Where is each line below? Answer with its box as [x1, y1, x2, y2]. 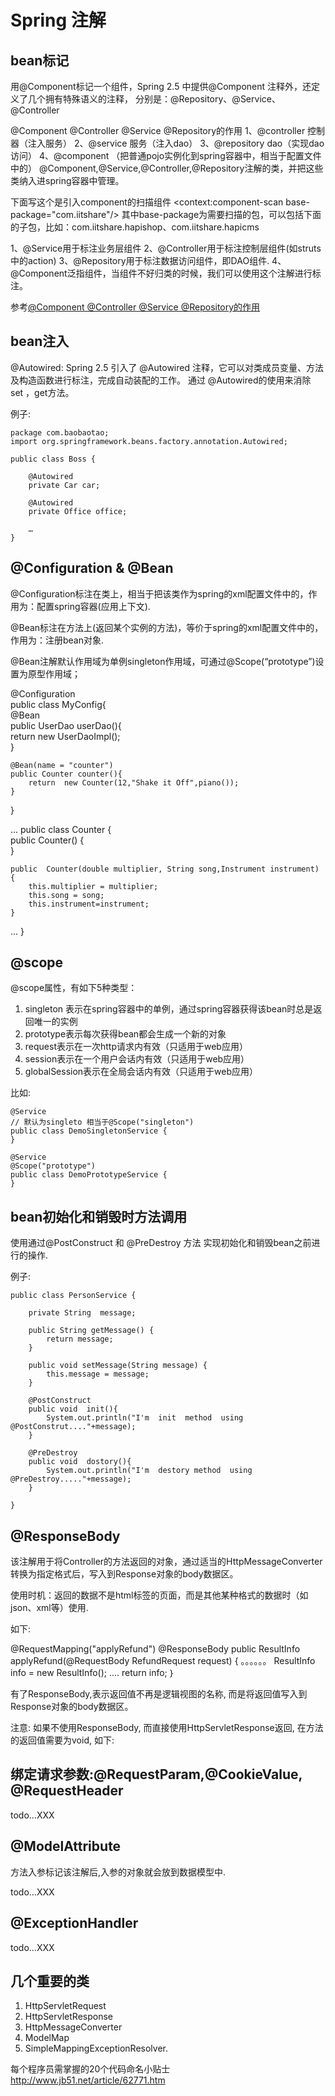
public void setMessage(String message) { [28, 1361, 208, 1371]
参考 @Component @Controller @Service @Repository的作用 [10, 301, 261, 313]
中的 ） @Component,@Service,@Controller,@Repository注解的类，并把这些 [10, 162, 324, 174]
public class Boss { [10, 454, 97, 464]
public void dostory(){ [28, 1457, 132, 1467]
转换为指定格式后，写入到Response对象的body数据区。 [10, 1568, 239, 1580]
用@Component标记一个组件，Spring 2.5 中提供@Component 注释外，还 [10, 81, 312, 92]
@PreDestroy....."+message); [10, 1474, 132, 1485]
